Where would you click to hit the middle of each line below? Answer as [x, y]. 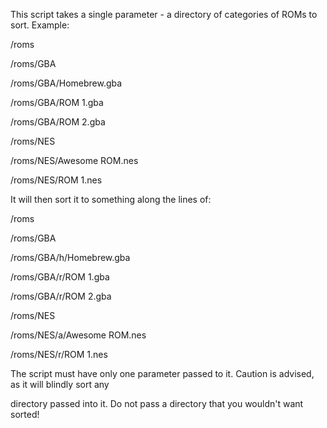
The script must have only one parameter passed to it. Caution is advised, [162, 373]
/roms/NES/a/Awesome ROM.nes [78, 335]
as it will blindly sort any [60, 384]
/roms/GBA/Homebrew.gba [66, 83]
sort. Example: [40, 25]
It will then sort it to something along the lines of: [111, 199]
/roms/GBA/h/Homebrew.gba [70, 257]
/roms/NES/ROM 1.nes [56, 180]
